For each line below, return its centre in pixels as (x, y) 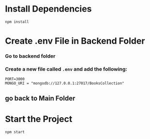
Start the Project (39, 119)
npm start (15, 132)
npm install (17, 22)
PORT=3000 (15, 79)
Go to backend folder (30, 56)
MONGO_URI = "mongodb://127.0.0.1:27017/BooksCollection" (65, 83)
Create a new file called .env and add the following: (66, 69)
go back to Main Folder (40, 98)
